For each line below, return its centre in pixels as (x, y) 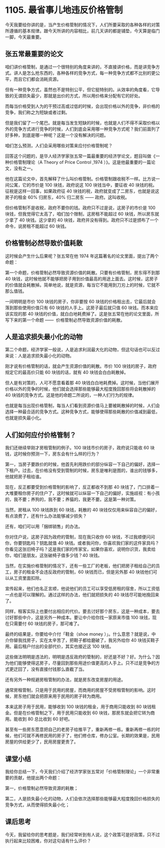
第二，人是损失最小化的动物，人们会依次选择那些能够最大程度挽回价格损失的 (82, 799)
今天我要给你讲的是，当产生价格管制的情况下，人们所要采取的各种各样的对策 (82, 25)
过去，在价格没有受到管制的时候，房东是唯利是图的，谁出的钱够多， (91, 471)
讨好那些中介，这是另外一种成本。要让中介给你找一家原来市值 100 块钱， (79, 618)
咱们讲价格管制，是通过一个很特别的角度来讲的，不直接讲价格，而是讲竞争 (80, 66)
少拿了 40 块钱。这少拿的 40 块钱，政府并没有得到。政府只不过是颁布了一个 (82, 220)
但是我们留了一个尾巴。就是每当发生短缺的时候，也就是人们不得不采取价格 (80, 123)
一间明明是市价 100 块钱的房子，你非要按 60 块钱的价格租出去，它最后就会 (81, 301)
